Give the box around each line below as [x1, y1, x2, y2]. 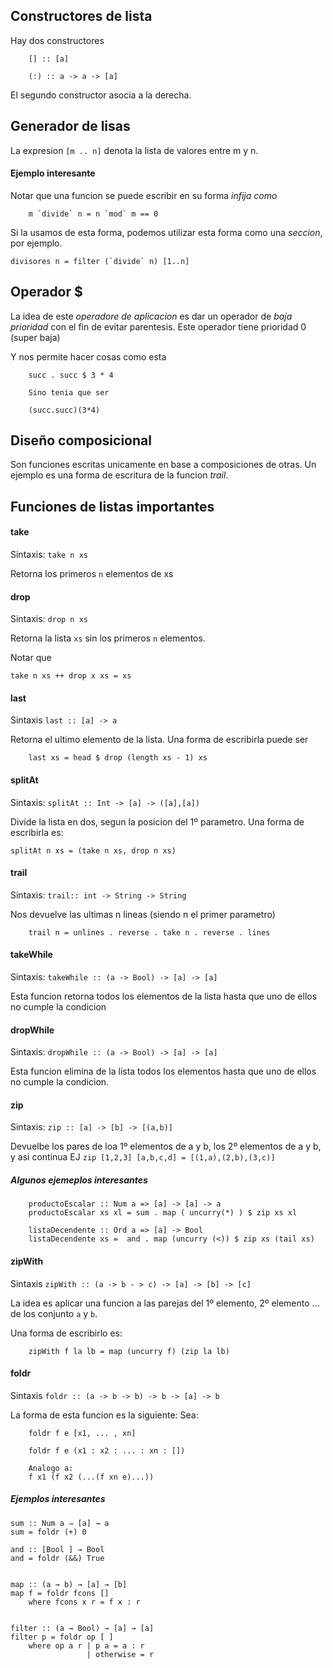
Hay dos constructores [10, 34, 105, 46]
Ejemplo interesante [10, 167, 96, 179]
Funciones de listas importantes [10, 498, 215, 515]
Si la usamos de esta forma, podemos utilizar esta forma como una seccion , [10, 226, 323, 238]
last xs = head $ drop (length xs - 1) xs [28, 753, 208, 763]
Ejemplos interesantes [10, 1493, 106, 1505]
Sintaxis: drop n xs [10, 613, 88, 625]
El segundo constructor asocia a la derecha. [10, 89, 192, 101]
